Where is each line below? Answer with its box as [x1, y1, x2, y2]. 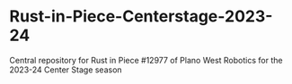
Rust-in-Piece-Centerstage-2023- [9, 6, 273, 27]
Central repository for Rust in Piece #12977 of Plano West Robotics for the [9, 55, 283, 65]
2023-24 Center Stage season [9, 64, 123, 75]
